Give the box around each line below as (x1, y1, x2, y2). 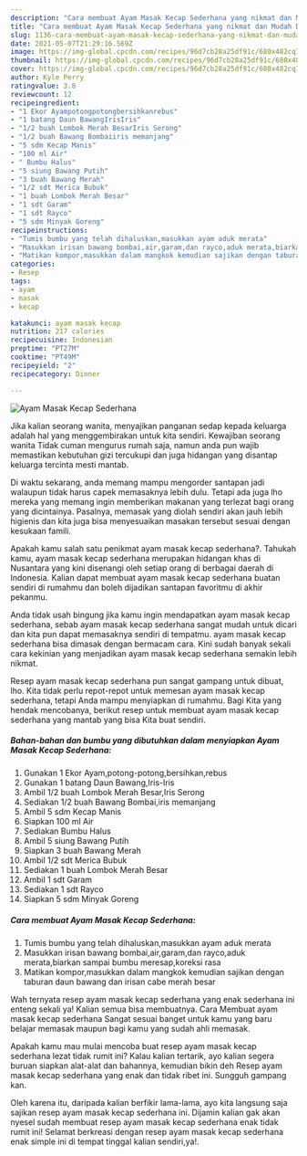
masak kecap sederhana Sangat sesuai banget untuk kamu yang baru (10, 1014, 272, 1025)
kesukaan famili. (10, 525, 72, 536)
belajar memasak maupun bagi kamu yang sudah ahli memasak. (10, 1024, 251, 1035)
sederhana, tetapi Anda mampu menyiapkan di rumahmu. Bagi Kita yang (10, 695, 281, 706)
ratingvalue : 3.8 (10, 81, 77, 90)
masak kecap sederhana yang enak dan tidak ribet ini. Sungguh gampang (10, 1070, 287, 1081)
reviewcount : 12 (10, 89, 72, 99)
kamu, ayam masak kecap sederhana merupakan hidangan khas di (10, 552, 261, 563)
